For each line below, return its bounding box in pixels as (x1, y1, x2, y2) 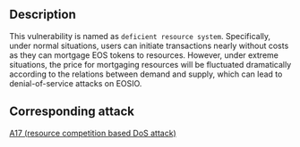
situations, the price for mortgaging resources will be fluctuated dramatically (9, 59, 292, 69)
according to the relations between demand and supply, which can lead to (9, 69, 283, 79)
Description (9, 7, 76, 22)
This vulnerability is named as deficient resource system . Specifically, (9, 30, 271, 41)
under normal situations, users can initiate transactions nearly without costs (9, 40, 289, 51)
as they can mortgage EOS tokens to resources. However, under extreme (9, 49, 279, 61)
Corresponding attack (9, 104, 135, 119)
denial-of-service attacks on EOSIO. (9, 78, 142, 88)
